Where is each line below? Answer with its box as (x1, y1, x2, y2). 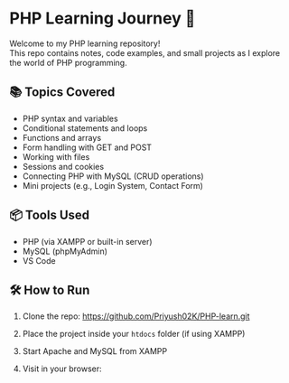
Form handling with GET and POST (22, 142, 152, 153)
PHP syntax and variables (22, 113, 119, 124)
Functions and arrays (22, 132, 102, 143)
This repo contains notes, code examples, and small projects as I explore (9, 47, 281, 58)
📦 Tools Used (9, 208, 90, 223)
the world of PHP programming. (9, 57, 128, 68)
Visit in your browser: (22, 363, 102, 374)
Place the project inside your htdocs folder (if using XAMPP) (22, 329, 246, 340)
